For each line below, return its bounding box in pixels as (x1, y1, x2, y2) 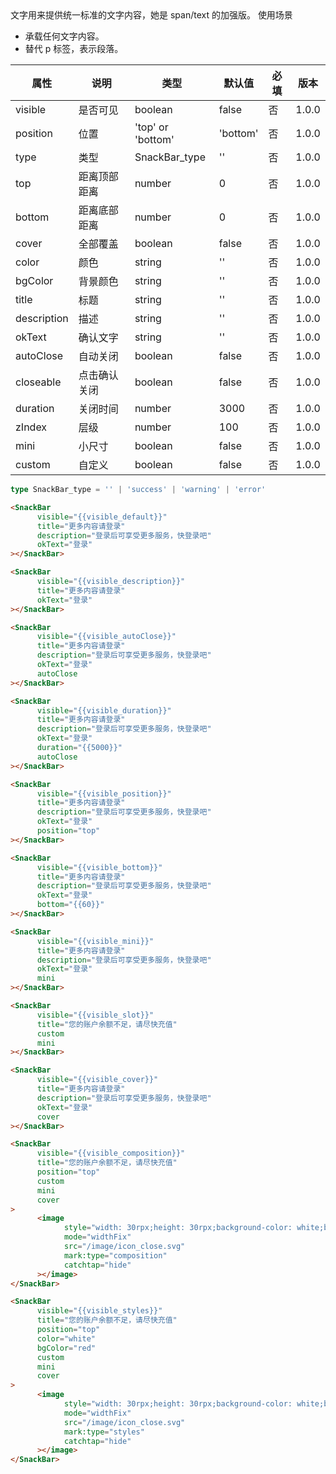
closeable (15, 375, 62, 389)
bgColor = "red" (36, 1343, 97, 1353)
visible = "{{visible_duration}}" (36, 705, 172, 716)
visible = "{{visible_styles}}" (36, 1306, 163, 1316)
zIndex (15, 420, 48, 434)
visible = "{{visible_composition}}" (36, 1148, 186, 1159)
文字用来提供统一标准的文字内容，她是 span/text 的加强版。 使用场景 (10, 9, 293, 21)
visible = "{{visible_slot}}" (36, 1010, 155, 1020)
